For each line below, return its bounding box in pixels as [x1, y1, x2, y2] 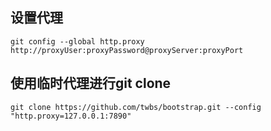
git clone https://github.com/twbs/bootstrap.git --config [10, 102, 262, 112]
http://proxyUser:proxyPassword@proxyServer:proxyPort [10, 45, 244, 55]
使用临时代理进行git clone [10, 75, 172, 92]
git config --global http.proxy [10, 36, 145, 47]
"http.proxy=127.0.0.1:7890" [10, 111, 132, 121]
